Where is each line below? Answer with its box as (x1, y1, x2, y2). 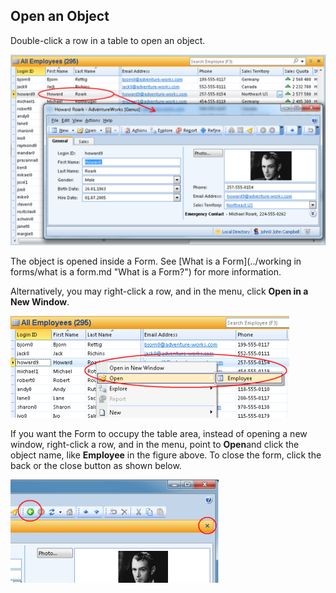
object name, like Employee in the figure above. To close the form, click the (10, 449, 322, 461)
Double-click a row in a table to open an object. (10, 34, 206, 46)
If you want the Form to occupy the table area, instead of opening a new (10, 428, 308, 440)
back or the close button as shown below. (10, 460, 182, 472)
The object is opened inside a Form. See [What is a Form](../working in (10, 255, 302, 268)
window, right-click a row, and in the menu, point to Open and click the (10, 439, 300, 451)
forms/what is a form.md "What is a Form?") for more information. (10, 266, 282, 278)
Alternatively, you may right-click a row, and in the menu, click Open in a (10, 285, 309, 298)
